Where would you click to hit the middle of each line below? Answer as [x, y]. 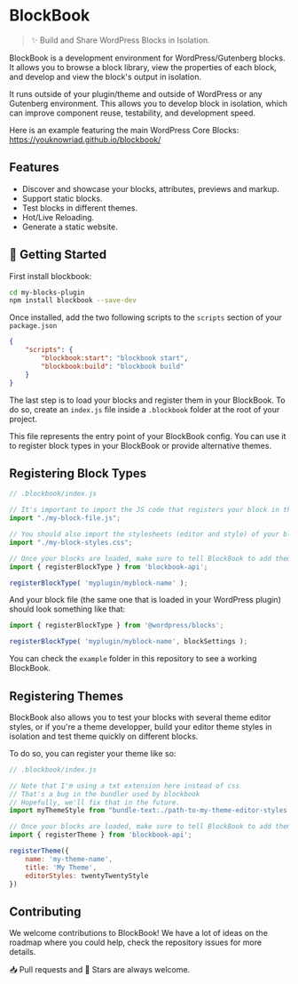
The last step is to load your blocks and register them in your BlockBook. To [147, 400]
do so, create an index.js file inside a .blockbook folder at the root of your [145, 409]
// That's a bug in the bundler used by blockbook [105, 794]
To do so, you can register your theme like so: [93, 753]
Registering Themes [67, 696]
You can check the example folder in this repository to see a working [133, 659]
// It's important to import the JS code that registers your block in [144, 510]
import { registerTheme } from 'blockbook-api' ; [101, 835]
